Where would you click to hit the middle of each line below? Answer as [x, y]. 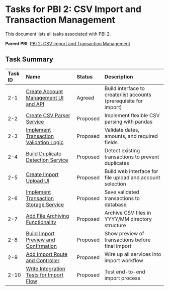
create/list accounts [128, 94]
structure [115, 225]
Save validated [122, 192]
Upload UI [38, 180]
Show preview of [124, 233]
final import [118, 246]
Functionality [41, 222]
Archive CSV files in [128, 213]
